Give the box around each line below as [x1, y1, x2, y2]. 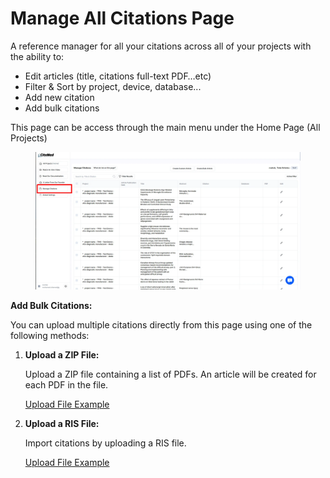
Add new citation [24, 91, 95, 103]
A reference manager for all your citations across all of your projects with [10, 40, 312, 52]
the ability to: [10, 50, 65, 62]
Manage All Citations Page [10, 7, 235, 30]
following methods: [10, 330, 90, 342]
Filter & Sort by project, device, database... [24, 80, 202, 92]
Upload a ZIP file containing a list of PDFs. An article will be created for [24, 368, 317, 381]
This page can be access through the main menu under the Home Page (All [10, 121, 321, 133]
